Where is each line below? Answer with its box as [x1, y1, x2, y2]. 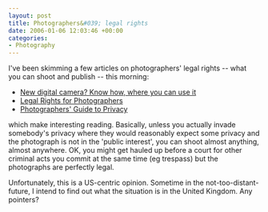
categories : [8, 34, 48, 42]
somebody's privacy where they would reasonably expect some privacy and [8, 129, 260, 138]
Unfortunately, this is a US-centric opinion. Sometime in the [8, 178, 204, 188]
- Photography [8, 42, 56, 50]
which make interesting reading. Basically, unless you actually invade [8, 120, 236, 130]
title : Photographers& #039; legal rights [8, 19, 149, 27]
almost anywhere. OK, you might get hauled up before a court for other [8, 146, 242, 155]
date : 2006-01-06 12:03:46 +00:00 [8, 26, 124, 34]
